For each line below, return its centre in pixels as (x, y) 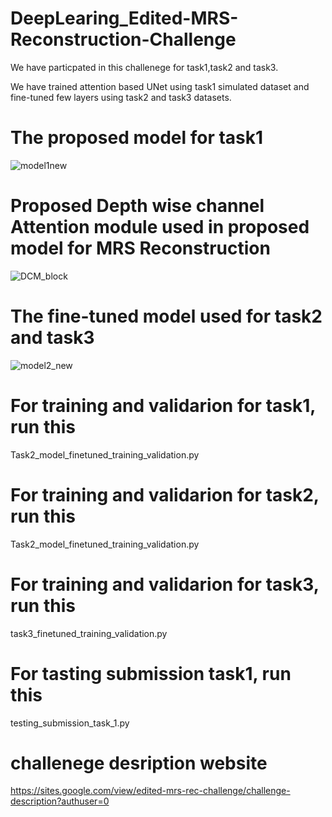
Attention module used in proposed (160, 227)
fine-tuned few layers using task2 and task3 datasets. (121, 97)
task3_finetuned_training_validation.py (89, 633)
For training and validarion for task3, (165, 584)
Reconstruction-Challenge (123, 39)
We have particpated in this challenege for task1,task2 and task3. (144, 67)
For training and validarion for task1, (163, 405)
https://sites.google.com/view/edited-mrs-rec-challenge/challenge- (150, 791)
